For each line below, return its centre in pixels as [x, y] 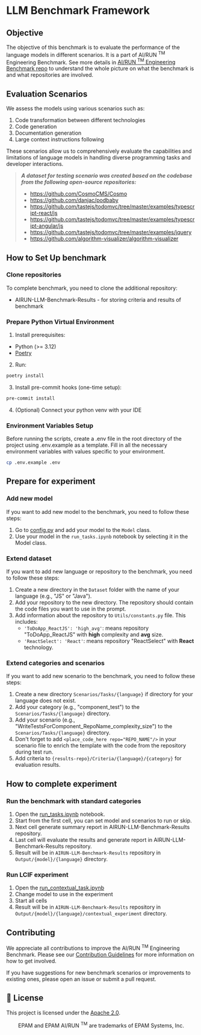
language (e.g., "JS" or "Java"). [53, 596]
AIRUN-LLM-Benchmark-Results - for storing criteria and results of [98, 300]
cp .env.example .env [33, 463]
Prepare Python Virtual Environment [60, 322]
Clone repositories [34, 275]
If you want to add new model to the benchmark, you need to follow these [98, 511]
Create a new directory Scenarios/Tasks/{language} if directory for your [104, 694]
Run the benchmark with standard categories [74, 801]
